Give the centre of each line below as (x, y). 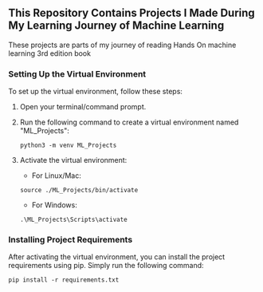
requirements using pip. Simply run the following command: (106, 266)
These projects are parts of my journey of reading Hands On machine (122, 45)
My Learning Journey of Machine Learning (116, 26)
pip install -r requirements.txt (64, 280)
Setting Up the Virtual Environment (77, 73)
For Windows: (54, 205)
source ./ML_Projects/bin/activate (79, 191)
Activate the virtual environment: (73, 160)
